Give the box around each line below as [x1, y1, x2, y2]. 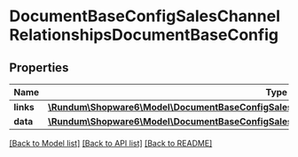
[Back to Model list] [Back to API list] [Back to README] [9, 138, 213, 148]
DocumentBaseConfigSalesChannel [9, 6, 281, 26]
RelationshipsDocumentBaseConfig [9, 25, 279, 45]
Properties [9, 60, 69, 75]
